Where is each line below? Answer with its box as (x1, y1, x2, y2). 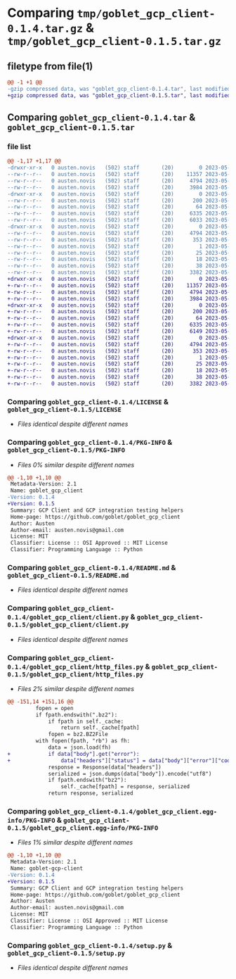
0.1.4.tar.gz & (7, 20, 95, 36)
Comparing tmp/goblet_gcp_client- (7, 5, 216, 21)
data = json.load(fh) (48, 744, 112, 751)
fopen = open (35, 705, 74, 712)
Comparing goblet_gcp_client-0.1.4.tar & (7, 111, 196, 124)
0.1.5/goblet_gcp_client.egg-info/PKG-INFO (7, 823, 159, 832)
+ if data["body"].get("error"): (7, 750, 140, 757)
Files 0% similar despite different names (17, 460, 135, 469)
